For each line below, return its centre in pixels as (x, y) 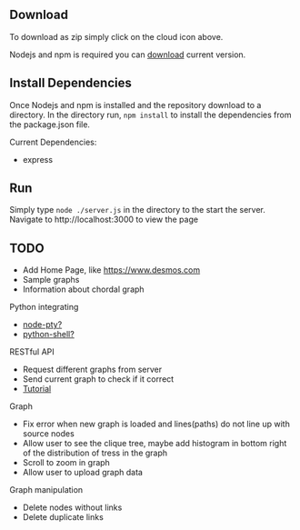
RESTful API (32, 352)
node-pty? (42, 325)
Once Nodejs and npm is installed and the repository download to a (135, 105)
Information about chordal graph (83, 289)
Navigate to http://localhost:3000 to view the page (104, 220)
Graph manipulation (46, 490)
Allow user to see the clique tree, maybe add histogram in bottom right (155, 444)
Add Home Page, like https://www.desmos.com (111, 270)
